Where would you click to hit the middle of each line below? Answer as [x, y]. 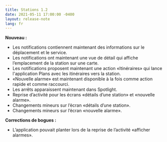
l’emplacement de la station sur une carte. [55, 63]
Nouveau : [16, 38]
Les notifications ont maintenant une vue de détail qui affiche [75, 58]
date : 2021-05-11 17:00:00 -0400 [40, 14]
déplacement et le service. [40, 53]
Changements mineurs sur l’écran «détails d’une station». [71, 105]
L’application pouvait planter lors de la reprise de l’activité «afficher [81, 130]
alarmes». [23, 135]
